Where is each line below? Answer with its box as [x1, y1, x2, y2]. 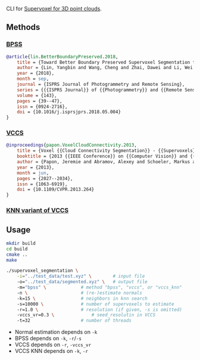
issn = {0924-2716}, [17, 104, 68, 110]
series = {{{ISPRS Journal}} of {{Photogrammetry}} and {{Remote [17, 86, 183, 93]
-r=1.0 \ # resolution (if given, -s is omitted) [17, 306, 183, 312]
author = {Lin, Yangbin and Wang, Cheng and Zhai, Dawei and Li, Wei [17, 65, 193, 71]
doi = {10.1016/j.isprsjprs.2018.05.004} [17, 109, 121, 115]
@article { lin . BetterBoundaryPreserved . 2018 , [6, 54, 118, 60]
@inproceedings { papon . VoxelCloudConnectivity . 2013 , [6, 142, 137, 148]
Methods [6, 22, 40, 32]
